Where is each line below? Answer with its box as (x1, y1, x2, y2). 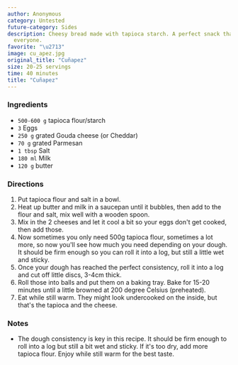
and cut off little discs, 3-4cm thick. (17, 271, 122, 279)
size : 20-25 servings (7, 63, 72, 70)
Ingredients (7, 100, 48, 110)
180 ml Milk (17, 153, 51, 162)
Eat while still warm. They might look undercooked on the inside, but (17, 293, 217, 302)
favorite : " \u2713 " (7, 43, 65, 50)
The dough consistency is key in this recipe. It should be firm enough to (17, 334, 227, 343)
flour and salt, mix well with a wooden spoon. (17, 210, 150, 219)
